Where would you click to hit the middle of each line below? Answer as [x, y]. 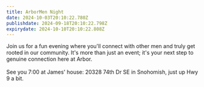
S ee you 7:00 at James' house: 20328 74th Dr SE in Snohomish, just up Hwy [102, 72]
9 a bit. [15, 78]
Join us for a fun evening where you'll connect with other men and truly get [101, 46]
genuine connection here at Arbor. [49, 59]
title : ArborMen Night [35, 12]
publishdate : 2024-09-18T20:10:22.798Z [57, 23]
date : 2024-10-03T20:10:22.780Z [47, 18]
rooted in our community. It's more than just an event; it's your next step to [100, 53]
